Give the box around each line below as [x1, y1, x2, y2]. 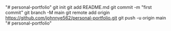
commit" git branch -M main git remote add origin [5, 9, 110, 15]
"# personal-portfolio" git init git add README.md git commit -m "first [5, 4, 152, 10]
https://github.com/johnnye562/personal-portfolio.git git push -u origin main [5, 15, 166, 20]
